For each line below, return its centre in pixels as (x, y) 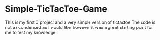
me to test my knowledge (30, 32)
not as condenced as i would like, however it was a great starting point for (79, 27)
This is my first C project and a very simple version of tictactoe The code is (80, 22)
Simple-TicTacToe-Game (56, 9)
